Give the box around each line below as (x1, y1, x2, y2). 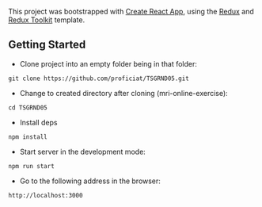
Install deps (19, 117, 58, 127)
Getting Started (8, 38, 86, 52)
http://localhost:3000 (8, 191, 83, 199)
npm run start (8, 162, 55, 170)
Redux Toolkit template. (8, 15, 85, 25)
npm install (8, 132, 47, 141)
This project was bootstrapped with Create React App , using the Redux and (8, 7, 255, 16)
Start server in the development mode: (19, 147, 146, 156)
